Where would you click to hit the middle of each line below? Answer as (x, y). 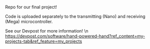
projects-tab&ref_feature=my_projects (44, 41)
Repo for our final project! (31, 7)
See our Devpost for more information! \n (47, 31)
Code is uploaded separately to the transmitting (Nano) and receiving (75, 16)
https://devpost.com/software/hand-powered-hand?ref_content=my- (75, 36)
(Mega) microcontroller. (29, 22)
